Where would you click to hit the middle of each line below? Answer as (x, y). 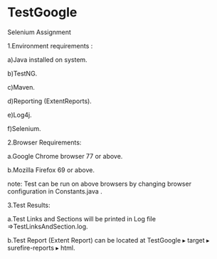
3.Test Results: (29, 205)
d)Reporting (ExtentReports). (50, 101)
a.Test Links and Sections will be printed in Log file (82, 218)
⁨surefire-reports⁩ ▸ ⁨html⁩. (42, 248)
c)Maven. (21, 87)
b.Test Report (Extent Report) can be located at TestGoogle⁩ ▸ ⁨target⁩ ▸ (108, 240)
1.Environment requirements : (50, 46)
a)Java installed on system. (47, 59)
